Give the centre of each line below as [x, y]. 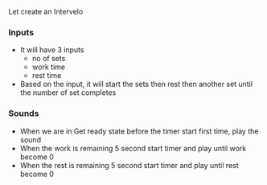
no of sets [49, 59]
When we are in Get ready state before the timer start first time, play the [139, 131]
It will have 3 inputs [52, 50]
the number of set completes [68, 92]
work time [49, 67]
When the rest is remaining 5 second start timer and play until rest [129, 165]
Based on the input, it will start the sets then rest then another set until [136, 84]
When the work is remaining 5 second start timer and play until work [133, 148]
